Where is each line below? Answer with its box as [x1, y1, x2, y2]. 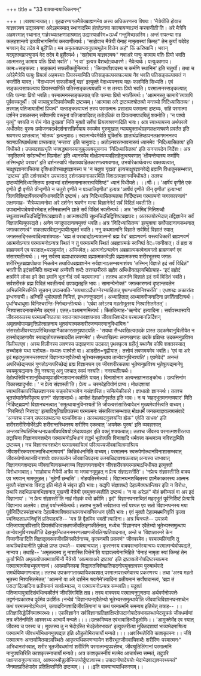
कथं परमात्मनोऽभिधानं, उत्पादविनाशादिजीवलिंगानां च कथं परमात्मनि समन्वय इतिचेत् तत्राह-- [6, 602, 174, 610]
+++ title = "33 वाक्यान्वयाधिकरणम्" [6, 6, 82, 13]
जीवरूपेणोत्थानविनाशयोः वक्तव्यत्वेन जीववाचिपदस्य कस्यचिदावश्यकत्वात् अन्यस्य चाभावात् [6, 455, 170, 461]
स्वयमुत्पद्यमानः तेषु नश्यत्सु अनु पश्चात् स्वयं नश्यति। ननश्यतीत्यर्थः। [6, 368, 133, 374]
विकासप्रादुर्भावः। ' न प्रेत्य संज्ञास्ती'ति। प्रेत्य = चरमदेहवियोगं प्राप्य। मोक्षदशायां [6, 381, 150, 388]
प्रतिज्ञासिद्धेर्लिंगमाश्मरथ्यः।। [6, 610, 57, 616]
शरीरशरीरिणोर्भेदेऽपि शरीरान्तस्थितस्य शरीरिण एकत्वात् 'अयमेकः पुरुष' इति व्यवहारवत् [6, 421, 162, 428]
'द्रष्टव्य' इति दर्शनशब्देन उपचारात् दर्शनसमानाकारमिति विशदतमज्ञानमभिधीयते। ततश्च [6, 172, 163, 179]
